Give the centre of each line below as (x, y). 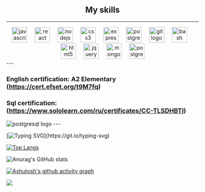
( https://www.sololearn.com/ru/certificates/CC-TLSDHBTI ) (96, 110)
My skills (103, 10)
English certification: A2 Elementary (61, 79)
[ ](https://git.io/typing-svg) (58, 136)
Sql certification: (32, 103)
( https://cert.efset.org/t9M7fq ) (54, 87)
